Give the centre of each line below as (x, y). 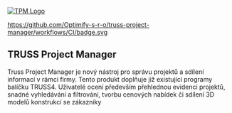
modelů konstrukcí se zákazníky (54, 102)
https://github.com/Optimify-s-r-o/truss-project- (78, 25)
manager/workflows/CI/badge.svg (58, 32)
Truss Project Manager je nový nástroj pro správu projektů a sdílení (106, 72)
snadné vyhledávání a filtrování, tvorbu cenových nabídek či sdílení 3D (111, 94)
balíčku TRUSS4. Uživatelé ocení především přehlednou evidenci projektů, (116, 87)
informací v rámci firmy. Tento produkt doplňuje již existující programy (110, 79)
